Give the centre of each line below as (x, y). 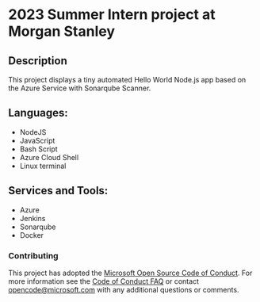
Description (38, 61)
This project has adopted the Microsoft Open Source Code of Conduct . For (130, 273)
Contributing (33, 255)
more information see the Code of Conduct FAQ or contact (104, 281)
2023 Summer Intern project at (112, 15)
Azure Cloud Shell (49, 157)
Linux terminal (43, 166)
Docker (32, 235)
